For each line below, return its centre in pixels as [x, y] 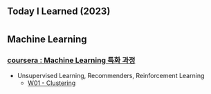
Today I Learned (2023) [59, 11]
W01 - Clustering [52, 83]
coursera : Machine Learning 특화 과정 [71, 60]
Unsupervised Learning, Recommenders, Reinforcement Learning [111, 75]
